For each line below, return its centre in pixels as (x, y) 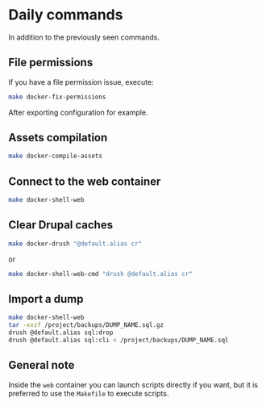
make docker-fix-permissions (57, 97)
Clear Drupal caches (61, 225)
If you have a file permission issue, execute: (81, 82)
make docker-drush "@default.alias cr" (75, 244)
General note (42, 365)
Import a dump (46, 299)
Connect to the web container (85, 181)
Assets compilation (58, 138)
